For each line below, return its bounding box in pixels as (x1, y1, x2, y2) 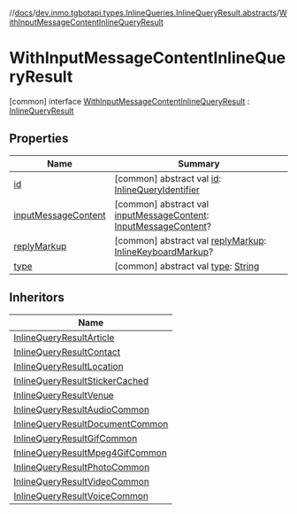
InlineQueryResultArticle (13, 331, 115, 344)
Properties (9, 131, 69, 146)
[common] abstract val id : (114, 172, 222, 184)
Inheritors (9, 290, 65, 305)
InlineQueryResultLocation (13, 360, 124, 372)
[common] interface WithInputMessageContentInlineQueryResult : (9, 96, 250, 106)
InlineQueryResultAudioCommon (13, 403, 150, 416)
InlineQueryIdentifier (114, 183, 201, 196)
